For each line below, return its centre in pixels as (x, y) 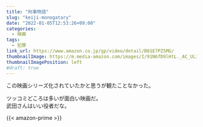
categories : (21, 29)
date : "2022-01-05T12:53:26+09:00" (51, 23)
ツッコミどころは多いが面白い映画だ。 (54, 98)
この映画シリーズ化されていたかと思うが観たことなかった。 (80, 85)
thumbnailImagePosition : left (44, 62)
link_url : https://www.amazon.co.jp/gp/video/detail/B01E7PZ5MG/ (90, 51)
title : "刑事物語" (28, 12)
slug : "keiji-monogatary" (39, 17)
